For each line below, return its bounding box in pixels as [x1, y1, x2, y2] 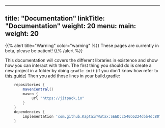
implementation [23, 114, 54, 119]
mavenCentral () [23, 86, 54, 92]
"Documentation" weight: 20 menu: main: [5, 22, 137, 30]
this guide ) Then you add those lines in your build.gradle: [5, 73, 120, 79]
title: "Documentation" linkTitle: [5, 14, 105, 22]
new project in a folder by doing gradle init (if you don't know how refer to [5, 67, 159, 73]
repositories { [14, 82, 45, 87]
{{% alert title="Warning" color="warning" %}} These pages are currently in [5, 43, 159, 48]
